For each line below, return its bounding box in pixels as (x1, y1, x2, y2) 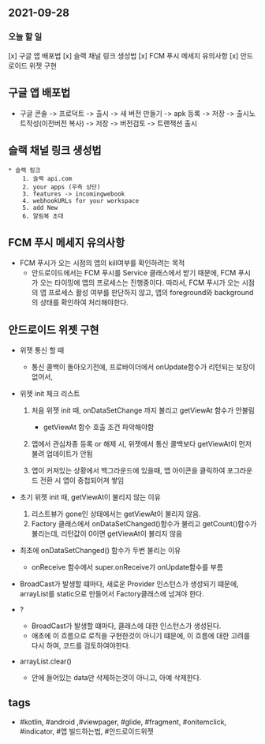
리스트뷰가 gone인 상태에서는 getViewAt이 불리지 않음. (31, 509, 201, 518)
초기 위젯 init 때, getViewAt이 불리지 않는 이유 (19, 492, 162, 502)
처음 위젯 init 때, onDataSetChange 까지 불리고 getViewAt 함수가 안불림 (31, 406, 255, 415)
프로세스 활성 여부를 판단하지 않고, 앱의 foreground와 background (48, 288, 254, 297)
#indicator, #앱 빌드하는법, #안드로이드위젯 (19, 726, 154, 736)
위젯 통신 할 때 (19, 345, 65, 354)
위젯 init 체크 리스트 (19, 388, 80, 398)
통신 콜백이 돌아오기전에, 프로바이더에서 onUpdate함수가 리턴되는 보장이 (31, 362, 256, 372)
